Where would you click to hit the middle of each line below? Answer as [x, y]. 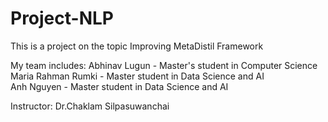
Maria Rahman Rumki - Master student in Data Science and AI [137, 76]
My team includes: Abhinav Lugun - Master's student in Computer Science [164, 65]
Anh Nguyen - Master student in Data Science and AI [119, 86]
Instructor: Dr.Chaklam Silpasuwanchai [90, 106]
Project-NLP [62, 18]
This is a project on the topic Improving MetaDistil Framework [137, 46]
